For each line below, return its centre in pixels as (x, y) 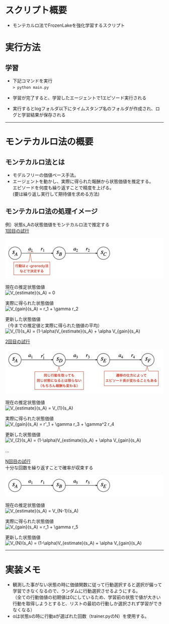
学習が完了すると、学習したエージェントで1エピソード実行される (79, 98)
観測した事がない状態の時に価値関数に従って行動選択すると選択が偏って (87, 585)
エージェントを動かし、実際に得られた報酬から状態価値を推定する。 (83, 181)
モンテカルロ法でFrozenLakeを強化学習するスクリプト (69, 25)
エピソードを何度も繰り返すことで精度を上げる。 (63, 188)
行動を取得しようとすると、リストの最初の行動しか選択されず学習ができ (87, 604)
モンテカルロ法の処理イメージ (52, 212)
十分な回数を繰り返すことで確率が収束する (49, 468)
